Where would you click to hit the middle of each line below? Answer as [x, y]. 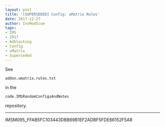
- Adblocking [18, 42]
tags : [11, 28]
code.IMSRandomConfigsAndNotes [37, 96]
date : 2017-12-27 [23, 19]
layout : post [18, 10]
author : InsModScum [25, 23]
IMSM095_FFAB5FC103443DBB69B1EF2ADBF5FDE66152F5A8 [69, 120]
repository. [16, 106]
